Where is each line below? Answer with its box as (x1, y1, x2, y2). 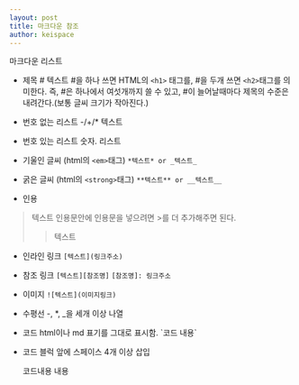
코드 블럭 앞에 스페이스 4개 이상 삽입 (22, 346, 150, 357)
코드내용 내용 (22, 366, 69, 377)
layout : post (9, 13, 59, 23)
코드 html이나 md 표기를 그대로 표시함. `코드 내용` (22, 327, 197, 338)
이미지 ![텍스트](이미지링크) (22, 289, 117, 300)
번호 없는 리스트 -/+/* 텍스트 (22, 116, 123, 127)
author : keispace (9, 30, 75, 39)
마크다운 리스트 (9, 56, 63, 67)
